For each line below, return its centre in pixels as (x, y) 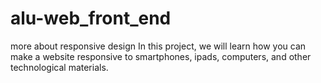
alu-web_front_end (91, 18)
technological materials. (59, 67)
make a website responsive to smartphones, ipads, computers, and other (161, 56)
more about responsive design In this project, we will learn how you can (158, 46)
